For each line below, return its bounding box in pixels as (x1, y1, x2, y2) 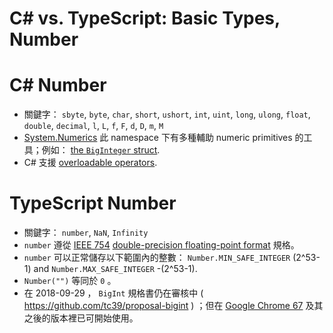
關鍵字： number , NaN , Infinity (23, 227, 149, 239)
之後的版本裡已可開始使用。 (23, 312, 139, 324)
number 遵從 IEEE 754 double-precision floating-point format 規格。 (23, 239, 300, 251)
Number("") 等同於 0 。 (23, 275, 117, 287)
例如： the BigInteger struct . (41, 144, 161, 156)
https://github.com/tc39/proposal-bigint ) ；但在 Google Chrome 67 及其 (23, 300, 324, 312)
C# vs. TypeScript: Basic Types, (9, 7, 281, 30)
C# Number (9, 74, 107, 97)
